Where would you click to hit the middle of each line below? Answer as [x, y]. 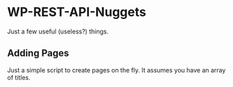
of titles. [19, 77]
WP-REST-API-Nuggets [77, 12]
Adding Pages [38, 53]
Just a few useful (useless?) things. [58, 31]
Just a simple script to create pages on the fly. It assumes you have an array [116, 70]
